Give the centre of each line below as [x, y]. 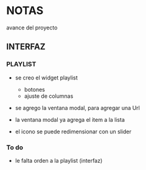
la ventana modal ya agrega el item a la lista [70, 119]
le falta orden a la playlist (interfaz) [59, 160]
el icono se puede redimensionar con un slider [73, 131]
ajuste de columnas [49, 96]
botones [35, 89]
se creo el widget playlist [46, 78]
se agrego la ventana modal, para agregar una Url [77, 108]
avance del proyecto [32, 28]
